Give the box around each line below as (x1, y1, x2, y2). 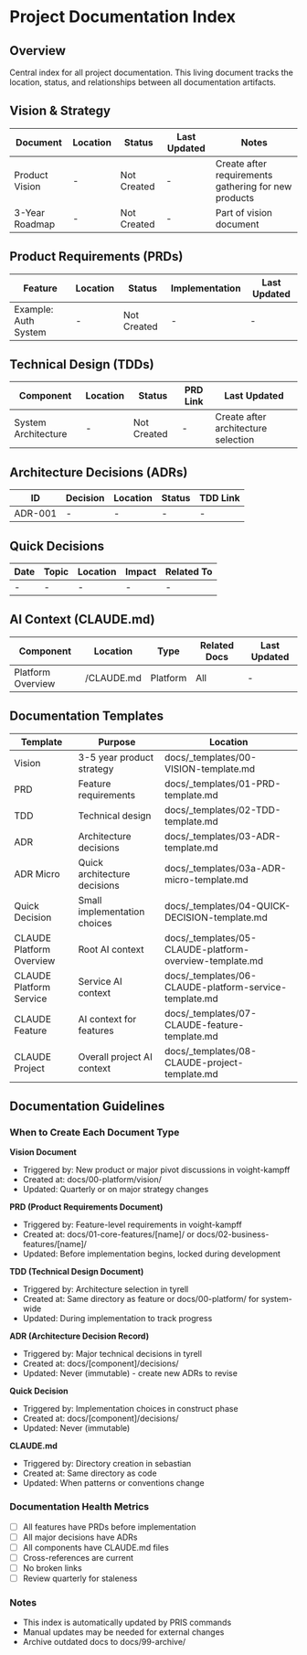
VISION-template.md (164, 762, 256, 774)
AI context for (78, 1012, 137, 1025)
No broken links (22, 1562, 82, 1574)
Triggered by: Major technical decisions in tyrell (22, 1349, 203, 1360)
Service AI (78, 975, 123, 988)
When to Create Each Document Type (9, 1126, 180, 1138)
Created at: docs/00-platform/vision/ (22, 1174, 163, 1185)
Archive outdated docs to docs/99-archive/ (22, 1637, 186, 1648)
